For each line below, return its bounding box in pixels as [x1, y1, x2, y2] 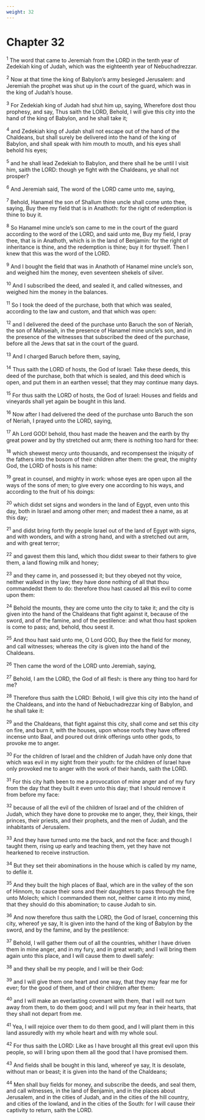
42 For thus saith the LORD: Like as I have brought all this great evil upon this [6, 1041, 199, 1049]
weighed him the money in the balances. [6, 288, 108, 296]
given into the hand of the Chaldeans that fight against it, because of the [6, 610, 189, 618]
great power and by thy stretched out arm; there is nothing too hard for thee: [6, 437, 199, 444]
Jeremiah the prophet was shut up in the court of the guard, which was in [6, 82, 191, 89]
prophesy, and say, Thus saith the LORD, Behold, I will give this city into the [6, 108, 195, 115]
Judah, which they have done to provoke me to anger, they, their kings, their [6, 810, 198, 818]
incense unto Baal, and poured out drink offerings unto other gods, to [6, 733, 181, 740]
